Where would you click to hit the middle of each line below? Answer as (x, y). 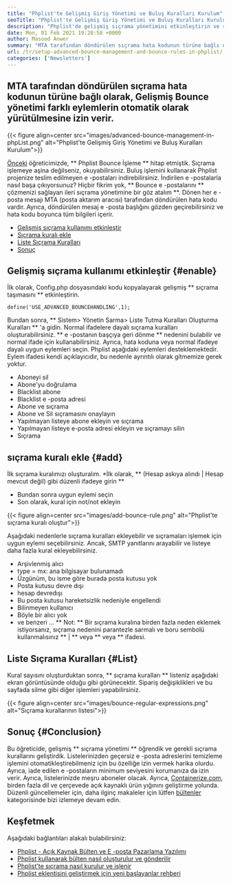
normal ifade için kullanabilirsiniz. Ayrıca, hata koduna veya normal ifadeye (113, 342)
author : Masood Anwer (38, 39)
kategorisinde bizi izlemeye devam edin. (64, 799)
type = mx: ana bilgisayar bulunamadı (70, 571)
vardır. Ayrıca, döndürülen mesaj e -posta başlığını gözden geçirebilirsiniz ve (115, 206)
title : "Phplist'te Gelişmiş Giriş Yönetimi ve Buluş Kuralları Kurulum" (115, 13)
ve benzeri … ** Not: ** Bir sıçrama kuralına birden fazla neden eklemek (119, 623)
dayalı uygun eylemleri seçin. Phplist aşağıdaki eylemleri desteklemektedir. (113, 349)
